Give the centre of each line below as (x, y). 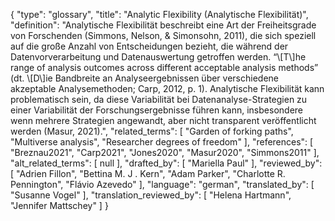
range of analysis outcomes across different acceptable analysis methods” (164, 67)
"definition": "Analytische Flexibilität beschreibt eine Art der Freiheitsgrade (163, 25)
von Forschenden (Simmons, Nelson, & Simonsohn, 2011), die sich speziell (163, 35)
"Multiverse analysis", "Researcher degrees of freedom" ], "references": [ (162, 142)
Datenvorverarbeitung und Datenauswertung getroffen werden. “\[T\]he (158, 57)
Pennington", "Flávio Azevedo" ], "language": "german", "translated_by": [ (162, 184)
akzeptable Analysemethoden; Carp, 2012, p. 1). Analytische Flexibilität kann (167, 88)
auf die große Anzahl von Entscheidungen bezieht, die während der (149, 46)
